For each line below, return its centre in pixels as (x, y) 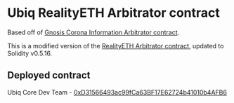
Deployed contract (49, 75)
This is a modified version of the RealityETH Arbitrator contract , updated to (116, 46)
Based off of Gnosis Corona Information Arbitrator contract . (93, 32)
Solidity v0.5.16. (30, 53)
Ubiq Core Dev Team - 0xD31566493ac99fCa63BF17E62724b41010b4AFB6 (117, 92)
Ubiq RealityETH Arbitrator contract (113, 13)
